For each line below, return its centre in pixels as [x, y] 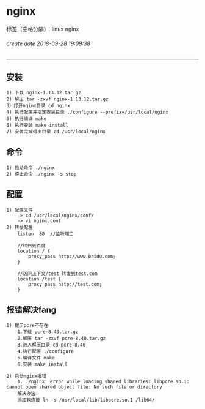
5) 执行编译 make [27, 118]
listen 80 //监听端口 [46, 234]
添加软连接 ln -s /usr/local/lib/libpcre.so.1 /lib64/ [86, 400]
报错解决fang [31, 310]
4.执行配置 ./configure [46, 351]
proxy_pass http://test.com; [65, 284]
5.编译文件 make [36, 358]
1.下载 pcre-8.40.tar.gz [48, 332]
